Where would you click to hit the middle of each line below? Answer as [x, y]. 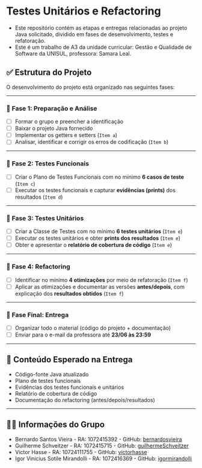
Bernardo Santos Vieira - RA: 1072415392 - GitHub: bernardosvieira [98, 439]
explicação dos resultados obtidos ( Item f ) [69, 293]
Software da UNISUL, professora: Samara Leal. [73, 53]
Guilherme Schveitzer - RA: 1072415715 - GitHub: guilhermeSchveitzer [102, 446]
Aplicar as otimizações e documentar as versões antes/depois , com [100, 287]
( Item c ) [25, 184]
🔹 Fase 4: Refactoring [38, 267]
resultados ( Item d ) [39, 197]
